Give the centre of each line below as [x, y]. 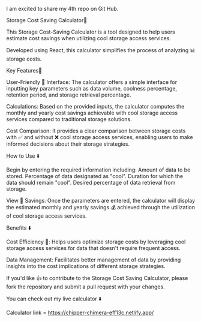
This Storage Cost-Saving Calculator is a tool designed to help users [91, 32]
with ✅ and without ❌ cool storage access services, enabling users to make [100, 137]
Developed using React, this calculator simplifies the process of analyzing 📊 [101, 50]
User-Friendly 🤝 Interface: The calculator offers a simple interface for [92, 82]
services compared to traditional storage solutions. [69, 119]
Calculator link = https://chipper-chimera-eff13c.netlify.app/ [80, 312]
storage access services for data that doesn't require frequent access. [94, 248]
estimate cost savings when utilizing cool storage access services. [88, 38]
